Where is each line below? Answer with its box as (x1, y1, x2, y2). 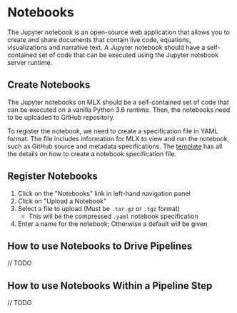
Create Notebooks (7, 79, 91, 91)
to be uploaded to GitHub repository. (7, 113, 116, 121)
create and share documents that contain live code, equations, (7, 35, 191, 43)
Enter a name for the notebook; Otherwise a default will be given (17, 219, 208, 228)
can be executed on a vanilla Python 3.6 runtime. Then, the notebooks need (7, 105, 231, 114)
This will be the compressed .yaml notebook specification (28, 212, 198, 220)
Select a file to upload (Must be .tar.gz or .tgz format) (17, 204, 181, 212)
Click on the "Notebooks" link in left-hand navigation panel (17, 189, 191, 197)
